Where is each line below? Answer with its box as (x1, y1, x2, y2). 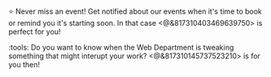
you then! (8, 60, 41, 69)
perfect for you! (8, 27, 61, 36)
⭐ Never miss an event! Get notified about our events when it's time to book (8, 6, 263, 16)
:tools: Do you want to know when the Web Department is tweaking (8, 43, 234, 52)
